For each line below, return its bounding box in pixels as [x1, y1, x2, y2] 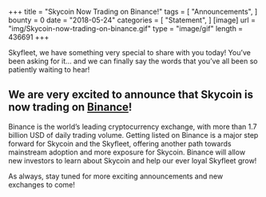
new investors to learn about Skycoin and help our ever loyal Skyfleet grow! [8, 155, 257, 165]
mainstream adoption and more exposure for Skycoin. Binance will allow [8, 147, 246, 157]
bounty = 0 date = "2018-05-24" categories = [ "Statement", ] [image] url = [8, 15, 256, 25]
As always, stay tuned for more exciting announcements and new [8, 171, 224, 181]
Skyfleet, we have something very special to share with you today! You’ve [8, 48, 252, 57]
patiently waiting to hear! [8, 65, 90, 74]
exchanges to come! [8, 179, 76, 189]
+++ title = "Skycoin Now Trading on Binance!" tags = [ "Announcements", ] [8, 7, 258, 16]
